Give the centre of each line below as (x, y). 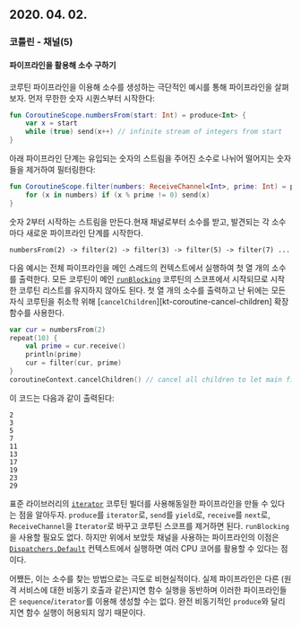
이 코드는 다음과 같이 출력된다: (62, 398)
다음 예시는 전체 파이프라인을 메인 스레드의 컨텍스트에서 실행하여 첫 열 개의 (140, 268)
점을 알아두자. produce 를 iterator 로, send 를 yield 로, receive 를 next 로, (144, 515)
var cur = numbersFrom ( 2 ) (57, 330)
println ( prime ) (54, 355)
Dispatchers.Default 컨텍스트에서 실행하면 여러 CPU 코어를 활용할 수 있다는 (144, 548)
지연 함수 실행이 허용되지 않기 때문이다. (77, 612)
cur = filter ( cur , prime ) (74, 363)
